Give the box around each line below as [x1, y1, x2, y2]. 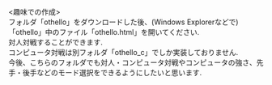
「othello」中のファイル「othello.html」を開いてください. [8, 28, 200, 36]
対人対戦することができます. [8, 37, 104, 47]
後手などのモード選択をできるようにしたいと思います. [22, 68, 202, 77]
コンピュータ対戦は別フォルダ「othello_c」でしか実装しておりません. [8, 48, 239, 57]
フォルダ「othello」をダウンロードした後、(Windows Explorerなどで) [8, 17, 239, 27]
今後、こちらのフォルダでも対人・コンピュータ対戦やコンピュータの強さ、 [8, 57, 257, 67]
